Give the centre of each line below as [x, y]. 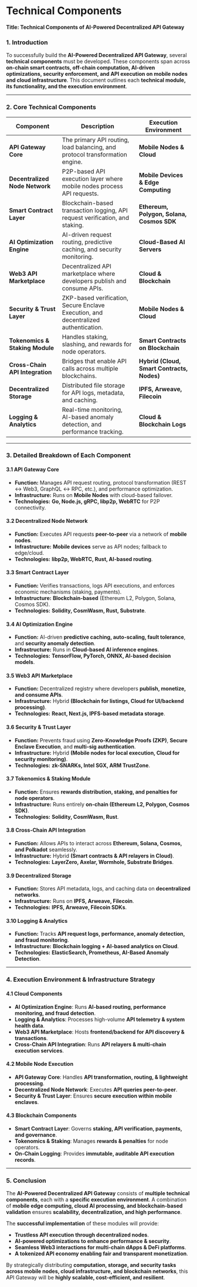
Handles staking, [85, 336]
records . [25, 1160]
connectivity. [30, 508]
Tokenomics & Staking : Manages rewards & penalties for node [91, 1141]
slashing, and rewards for [97, 344]
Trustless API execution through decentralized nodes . [82, 1235]
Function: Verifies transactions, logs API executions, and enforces [94, 586]
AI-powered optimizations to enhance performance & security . [93, 1241]
